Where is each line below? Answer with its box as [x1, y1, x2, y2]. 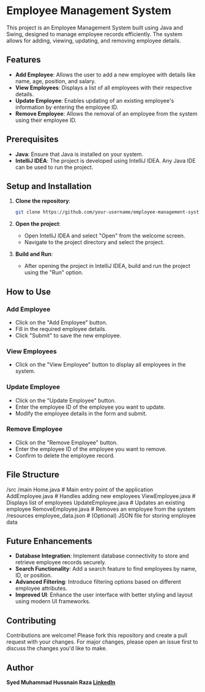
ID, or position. [15, 571, 53, 579]
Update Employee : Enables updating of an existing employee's [15, 97, 174, 104]
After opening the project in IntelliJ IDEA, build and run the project [24, 262, 191, 270]
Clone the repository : [15, 197, 71, 205]
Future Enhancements [6, 536, 93, 546]
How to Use [6, 286, 51, 297]
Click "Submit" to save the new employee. [15, 332, 121, 339]
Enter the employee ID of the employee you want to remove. [15, 445, 167, 453]
